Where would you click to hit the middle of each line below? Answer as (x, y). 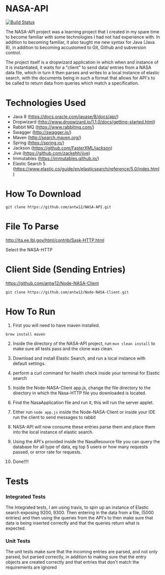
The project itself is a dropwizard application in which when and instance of (82, 62)
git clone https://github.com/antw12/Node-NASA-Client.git (67, 292)
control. (14, 53)
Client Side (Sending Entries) (66, 269)
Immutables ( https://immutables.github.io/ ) (56, 158)
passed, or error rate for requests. (47, 452)
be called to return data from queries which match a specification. (72, 83)
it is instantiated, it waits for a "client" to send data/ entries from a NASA (79, 67)
